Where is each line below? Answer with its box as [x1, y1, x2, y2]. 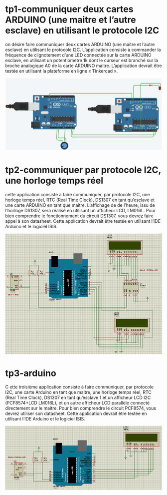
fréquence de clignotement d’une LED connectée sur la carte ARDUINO [5, 52, 152, 58]
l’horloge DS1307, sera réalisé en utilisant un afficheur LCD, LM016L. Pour [5, 207, 156, 213]
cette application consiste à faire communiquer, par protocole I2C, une [5, 191, 151, 197]
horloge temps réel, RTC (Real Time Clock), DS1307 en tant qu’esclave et [5, 197, 155, 203]
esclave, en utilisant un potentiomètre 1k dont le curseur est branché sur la [5, 57, 159, 63]
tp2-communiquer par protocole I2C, [5, 164, 161, 176]
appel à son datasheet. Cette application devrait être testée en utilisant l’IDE [5, 218, 161, 224]
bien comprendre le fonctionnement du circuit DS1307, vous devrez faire [5, 213, 154, 219]
